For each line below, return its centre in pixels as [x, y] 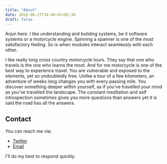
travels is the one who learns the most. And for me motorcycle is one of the [84, 65]
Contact [18, 119]
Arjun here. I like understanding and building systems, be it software [76, 34]
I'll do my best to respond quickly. [40, 156]
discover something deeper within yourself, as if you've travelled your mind [84, 87]
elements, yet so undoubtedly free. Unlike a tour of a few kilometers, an [80, 76]
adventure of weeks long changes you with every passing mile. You [76, 81]
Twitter [20, 141]
